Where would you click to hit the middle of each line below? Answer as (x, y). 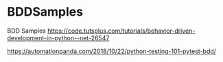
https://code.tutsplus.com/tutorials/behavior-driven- (121, 31)
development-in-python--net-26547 (58, 37)
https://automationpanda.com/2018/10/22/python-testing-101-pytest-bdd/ (111, 51)
